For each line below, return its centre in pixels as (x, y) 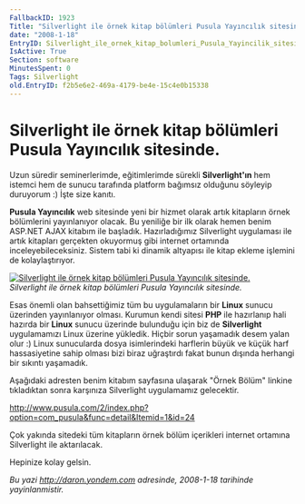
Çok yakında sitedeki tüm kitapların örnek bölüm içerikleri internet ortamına (150, 435)
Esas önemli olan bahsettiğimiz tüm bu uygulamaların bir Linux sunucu (142, 304)
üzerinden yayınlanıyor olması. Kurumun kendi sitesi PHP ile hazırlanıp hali (148, 314)
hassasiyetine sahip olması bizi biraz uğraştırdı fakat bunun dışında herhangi (152, 353)
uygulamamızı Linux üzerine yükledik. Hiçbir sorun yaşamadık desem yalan (150, 333)
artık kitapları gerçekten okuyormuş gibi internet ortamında (119, 241)
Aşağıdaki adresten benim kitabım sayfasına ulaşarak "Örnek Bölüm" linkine (151, 380)
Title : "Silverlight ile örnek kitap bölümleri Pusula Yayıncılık (138, 26)
